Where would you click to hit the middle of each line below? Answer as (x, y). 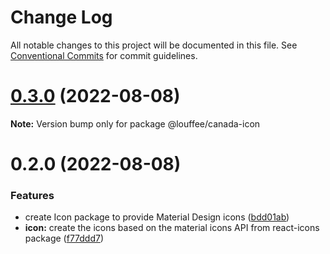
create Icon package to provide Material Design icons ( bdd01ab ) (157, 217)
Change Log (61, 17)
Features (32, 195)
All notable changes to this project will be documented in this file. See (154, 45)
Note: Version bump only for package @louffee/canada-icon (135, 123)
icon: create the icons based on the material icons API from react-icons (172, 228)
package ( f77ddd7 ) (64, 238)
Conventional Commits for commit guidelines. (104, 55)
